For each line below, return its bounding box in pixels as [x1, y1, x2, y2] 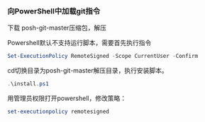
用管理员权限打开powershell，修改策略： [7, 94, 126, 103]
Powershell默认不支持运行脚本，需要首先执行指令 [7, 39, 152, 47]
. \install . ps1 [7, 80, 50, 87]
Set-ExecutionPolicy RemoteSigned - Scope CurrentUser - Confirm [7, 53, 199, 60]
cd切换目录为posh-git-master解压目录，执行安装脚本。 [7, 66, 168, 75]
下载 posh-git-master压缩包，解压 [7, 23, 107, 32]
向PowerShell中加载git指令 [7, 6, 101, 16]
